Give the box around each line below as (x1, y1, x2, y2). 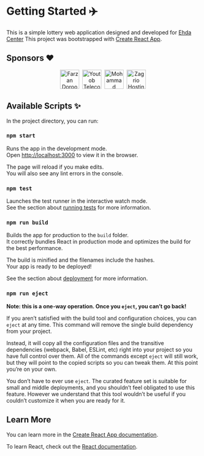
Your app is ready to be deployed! (6, 263, 92, 270)
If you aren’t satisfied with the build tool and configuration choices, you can (6, 314, 197, 322)
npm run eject (6, 290, 48, 297)
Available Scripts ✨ (6, 101, 81, 112)
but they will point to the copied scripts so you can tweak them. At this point (6, 359, 198, 366)
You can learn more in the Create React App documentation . (6, 431, 159, 438)
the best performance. (6, 245, 63, 252)
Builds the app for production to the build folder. (6, 232, 129, 239)
